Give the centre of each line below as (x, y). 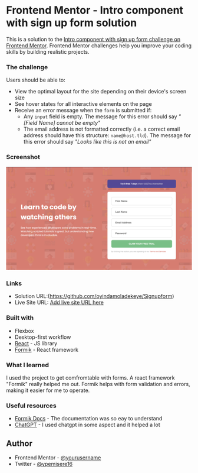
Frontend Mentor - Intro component (95, 10)
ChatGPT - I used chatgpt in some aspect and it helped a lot (87, 425)
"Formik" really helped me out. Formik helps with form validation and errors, (98, 384)
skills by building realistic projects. (48, 51)
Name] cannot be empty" (70, 123)
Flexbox (24, 331)
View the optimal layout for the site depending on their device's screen (100, 92)
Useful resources (32, 406)
